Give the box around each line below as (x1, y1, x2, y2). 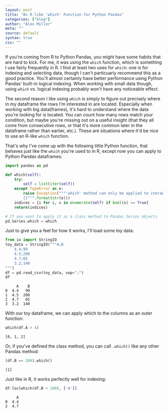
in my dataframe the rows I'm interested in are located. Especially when (5, 101, 152, 107)
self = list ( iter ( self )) (23, 181, 75, 186)
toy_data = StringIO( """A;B (5, 242, 64, 247)
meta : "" (5, 26, 23, 31)
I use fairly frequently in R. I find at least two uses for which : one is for (5, 64, 148, 70)
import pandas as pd (5, 163, 48, 168)
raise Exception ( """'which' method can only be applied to (23, 191, 149, 196)
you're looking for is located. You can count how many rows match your (5, 112, 153, 118)
